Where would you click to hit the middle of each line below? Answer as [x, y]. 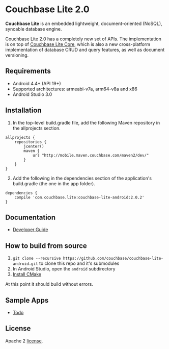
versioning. [17, 55]
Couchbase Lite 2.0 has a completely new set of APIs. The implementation [83, 39]
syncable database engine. [34, 29]
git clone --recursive [37, 259]
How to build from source [46, 246]
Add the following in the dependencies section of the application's [82, 178]
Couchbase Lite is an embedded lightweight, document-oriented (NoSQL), [84, 23]
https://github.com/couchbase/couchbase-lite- [113, 259]
